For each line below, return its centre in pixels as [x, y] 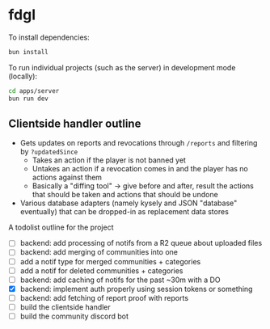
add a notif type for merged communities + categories [110, 261]
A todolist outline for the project [61, 227]
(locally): [23, 76]
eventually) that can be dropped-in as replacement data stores [124, 212]
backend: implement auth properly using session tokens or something [136, 289]
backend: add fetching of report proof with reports [104, 297]
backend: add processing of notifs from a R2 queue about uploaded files [141, 243]
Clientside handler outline [75, 123]
